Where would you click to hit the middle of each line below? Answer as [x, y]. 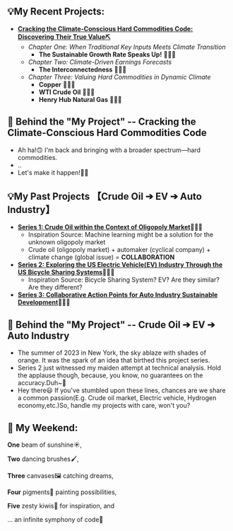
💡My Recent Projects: [56, 12]
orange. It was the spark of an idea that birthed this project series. [114, 360]
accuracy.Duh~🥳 [42, 383]
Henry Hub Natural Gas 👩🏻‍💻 [80, 99]
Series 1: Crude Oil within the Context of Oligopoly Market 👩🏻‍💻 [110, 227]
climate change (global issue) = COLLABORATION [101, 257]
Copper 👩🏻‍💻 [57, 84]
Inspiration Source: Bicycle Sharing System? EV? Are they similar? [124, 280]
